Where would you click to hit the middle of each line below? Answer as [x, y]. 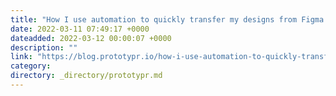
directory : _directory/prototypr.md [86, 76]
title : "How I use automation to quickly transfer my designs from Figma [167, 19]
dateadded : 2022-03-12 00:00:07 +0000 [91, 38]
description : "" [44, 47]
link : [21, 57]
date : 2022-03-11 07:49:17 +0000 [80, 29]
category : [31, 66]
